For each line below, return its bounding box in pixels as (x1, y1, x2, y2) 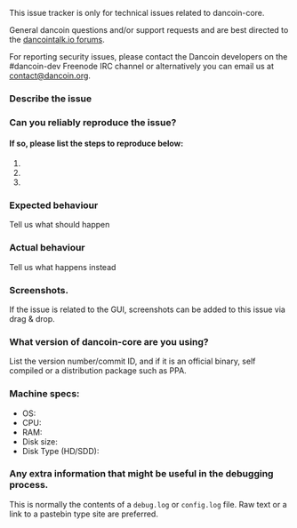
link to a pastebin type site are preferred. (9, 508, 158, 519)
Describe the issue (9, 92, 92, 105)
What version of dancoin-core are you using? (9, 335, 209, 348)
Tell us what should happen (9, 220, 110, 230)
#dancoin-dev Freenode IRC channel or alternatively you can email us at (9, 61, 274, 71)
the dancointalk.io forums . (9, 35, 105, 44)
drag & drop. (9, 313, 55, 324)
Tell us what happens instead (9, 261, 116, 272)
